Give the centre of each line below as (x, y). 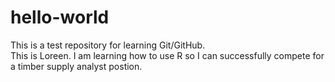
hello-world (60, 17)
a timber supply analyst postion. (76, 66)
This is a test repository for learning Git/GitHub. (108, 45)
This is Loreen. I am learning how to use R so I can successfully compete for (167, 55)
